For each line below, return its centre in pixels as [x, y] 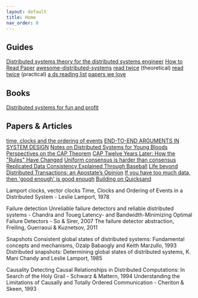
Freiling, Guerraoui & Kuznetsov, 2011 [52, 227]
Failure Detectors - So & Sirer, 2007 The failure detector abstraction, [90, 221]
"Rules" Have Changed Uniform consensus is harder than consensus [91, 160]
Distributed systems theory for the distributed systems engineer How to [95, 62]
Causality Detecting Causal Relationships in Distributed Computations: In [96, 269]
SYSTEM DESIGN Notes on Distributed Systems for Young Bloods [87, 147]
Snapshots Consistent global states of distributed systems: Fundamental [95, 239]
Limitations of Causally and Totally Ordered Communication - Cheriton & [95, 282]
